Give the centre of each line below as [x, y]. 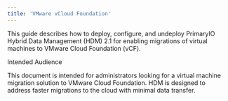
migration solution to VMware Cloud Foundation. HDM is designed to [106, 83]
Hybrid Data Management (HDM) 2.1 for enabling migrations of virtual [108, 41]
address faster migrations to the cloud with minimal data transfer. [101, 90]
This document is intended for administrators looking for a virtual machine [114, 75]
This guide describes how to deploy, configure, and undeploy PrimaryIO [111, 33]
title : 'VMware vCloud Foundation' [59, 14]
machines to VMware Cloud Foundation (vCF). [74, 48]
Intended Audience [35, 62]
